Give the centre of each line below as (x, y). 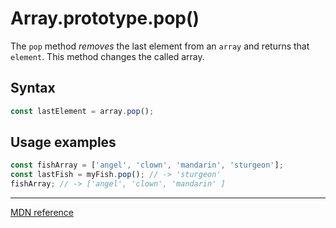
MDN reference (42, 213)
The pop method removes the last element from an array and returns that (160, 46)
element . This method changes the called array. (107, 56)
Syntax (33, 88)
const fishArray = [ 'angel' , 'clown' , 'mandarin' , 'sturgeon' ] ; (147, 165)
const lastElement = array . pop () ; (82, 111)
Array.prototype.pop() (105, 18)
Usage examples (63, 142)
